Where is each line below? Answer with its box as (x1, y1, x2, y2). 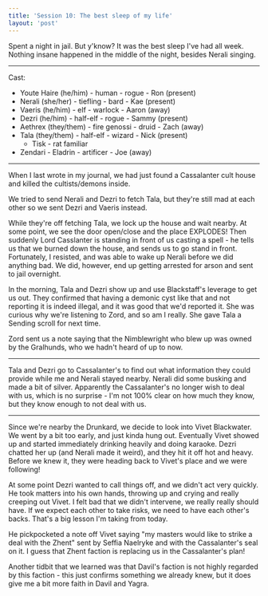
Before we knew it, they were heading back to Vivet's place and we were (8, 456, 247, 465)
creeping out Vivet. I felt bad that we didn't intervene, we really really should (8, 496, 259, 507)
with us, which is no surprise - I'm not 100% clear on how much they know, (8, 390, 255, 400)
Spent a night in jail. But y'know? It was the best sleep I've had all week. (8, 41, 245, 50)
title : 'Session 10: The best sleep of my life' (8, 11, 173, 20)
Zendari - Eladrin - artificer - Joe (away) (19, 147, 152, 156)
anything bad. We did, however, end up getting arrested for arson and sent (8, 260, 254, 270)
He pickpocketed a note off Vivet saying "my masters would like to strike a (8, 529, 253, 539)
